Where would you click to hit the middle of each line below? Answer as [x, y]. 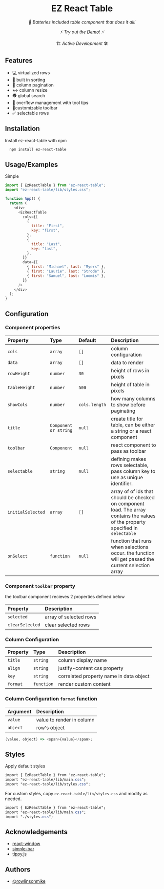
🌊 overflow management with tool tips [50, 103]
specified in [124, 528]
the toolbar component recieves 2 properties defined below [65, 597]
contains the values [133, 516]
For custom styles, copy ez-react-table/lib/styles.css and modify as [76, 794]
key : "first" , [45, 231]
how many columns [133, 399]
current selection [131, 565]
